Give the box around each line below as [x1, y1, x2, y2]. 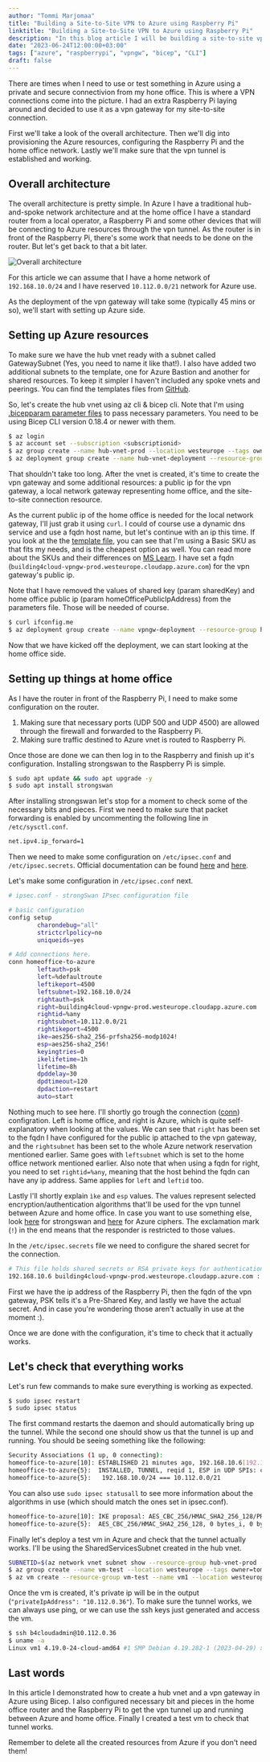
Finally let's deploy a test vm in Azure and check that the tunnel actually [8, 1535, 247, 1544]
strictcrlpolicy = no [37, 928, 103, 936]
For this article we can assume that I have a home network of [8, 272, 211, 282]
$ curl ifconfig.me [8, 618, 74, 626]
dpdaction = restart [37, 1085, 99, 1093]
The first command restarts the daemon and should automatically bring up [8, 1419, 255, 1428]
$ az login [8, 432, 45, 440]
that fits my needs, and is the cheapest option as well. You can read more [8, 544, 252, 554]
